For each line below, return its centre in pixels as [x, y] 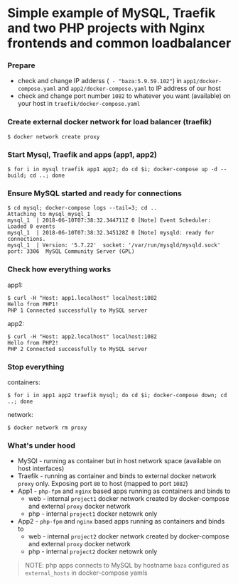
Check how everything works [59, 269]
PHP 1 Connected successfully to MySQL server [77, 310]
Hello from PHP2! [33, 342]
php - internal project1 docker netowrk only [93, 514]
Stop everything [36, 367]
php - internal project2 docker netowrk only [93, 551]
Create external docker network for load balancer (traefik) [109, 122]
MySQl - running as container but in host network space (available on [119, 461]
